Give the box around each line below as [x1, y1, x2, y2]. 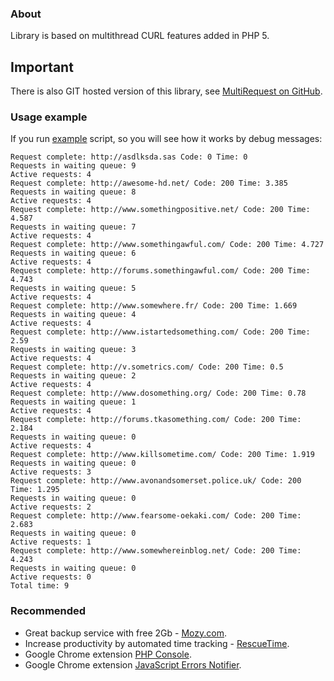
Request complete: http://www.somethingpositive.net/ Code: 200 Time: [10, 205, 311, 215]
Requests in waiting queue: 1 [10, 397, 137, 407]
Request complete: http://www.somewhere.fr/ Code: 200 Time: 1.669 [10, 301, 298, 311]
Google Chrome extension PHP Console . [24, 648, 192, 660]
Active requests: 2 [10, 502, 92, 512]
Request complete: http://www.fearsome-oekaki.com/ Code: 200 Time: [10, 511, 302, 521]
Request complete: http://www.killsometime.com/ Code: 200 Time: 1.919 [10, 450, 315, 460]
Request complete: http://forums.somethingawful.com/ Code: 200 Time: [10, 266, 311, 276]
